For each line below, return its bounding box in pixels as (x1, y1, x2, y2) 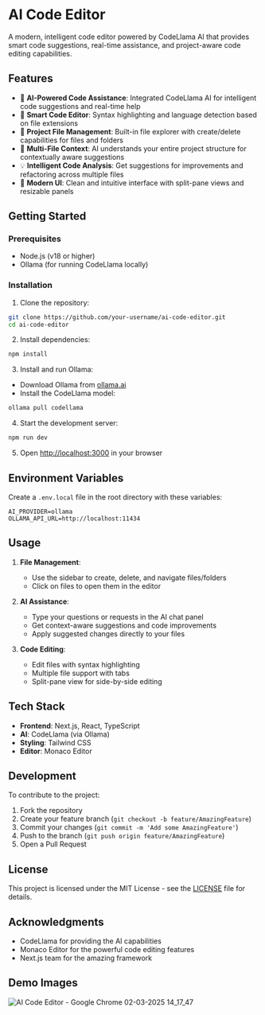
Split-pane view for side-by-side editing (31, 676, 162, 686)
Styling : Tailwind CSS (19, 737, 92, 747)
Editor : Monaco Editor (19, 746, 93, 756)
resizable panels (19, 186, 74, 196)
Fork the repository (19, 806, 84, 815)
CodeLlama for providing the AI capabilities (19, 936, 162, 946)
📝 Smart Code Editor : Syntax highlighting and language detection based (19, 110, 257, 119)
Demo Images (8, 976, 78, 990)
